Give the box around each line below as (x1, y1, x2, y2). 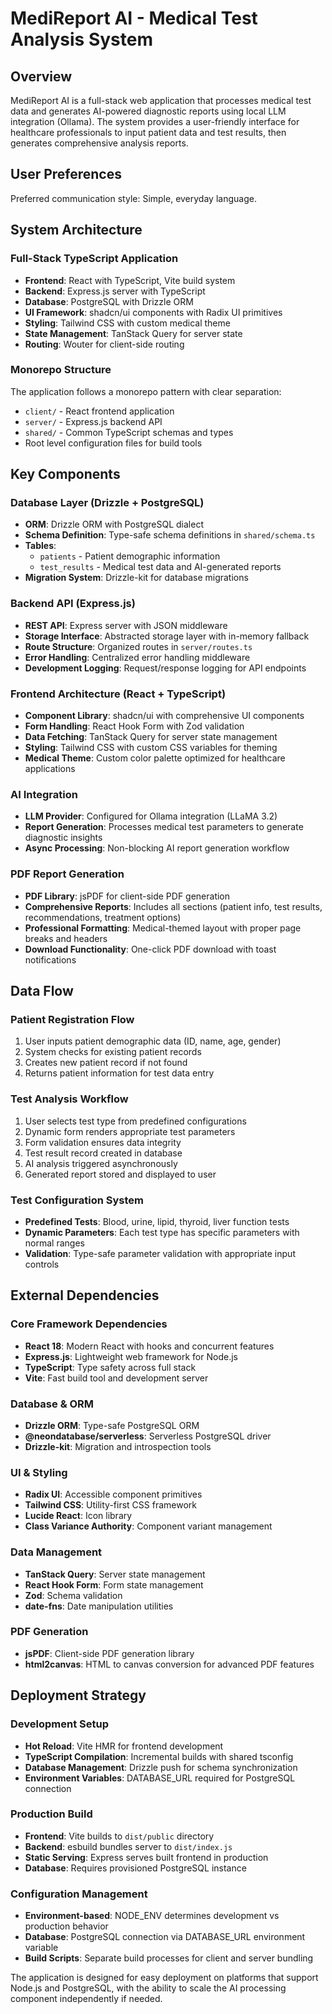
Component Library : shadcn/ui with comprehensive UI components (24, 710, 305, 722)
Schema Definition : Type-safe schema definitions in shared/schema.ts (24, 529, 316, 541)
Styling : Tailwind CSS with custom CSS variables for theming (24, 742, 278, 754)
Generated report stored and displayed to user (24, 1168, 217, 1180)
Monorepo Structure (10, 363, 112, 377)
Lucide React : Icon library (24, 1510, 133, 1522)
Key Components (10, 466, 121, 483)
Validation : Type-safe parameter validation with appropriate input (24, 1247, 296, 1259)
